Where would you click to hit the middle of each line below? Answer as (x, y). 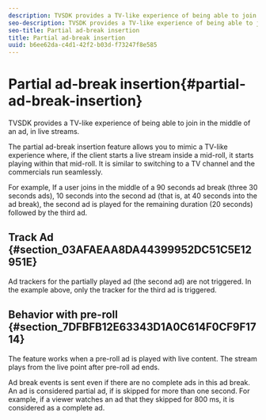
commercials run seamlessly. (55, 172)
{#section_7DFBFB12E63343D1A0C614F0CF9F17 (132, 327)
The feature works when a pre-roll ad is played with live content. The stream (133, 358)
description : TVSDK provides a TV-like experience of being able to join (133, 15)
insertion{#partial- (183, 84)
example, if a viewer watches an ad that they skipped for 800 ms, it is (122, 399)
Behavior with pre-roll (63, 315)
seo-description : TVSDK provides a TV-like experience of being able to (131, 23)
